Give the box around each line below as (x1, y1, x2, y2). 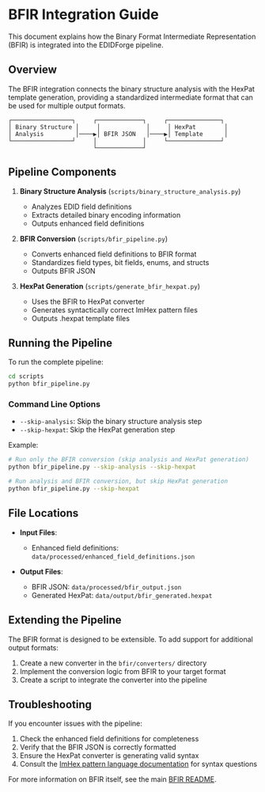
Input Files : (19, 528, 58, 537)
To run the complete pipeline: (8, 358, 104, 367)
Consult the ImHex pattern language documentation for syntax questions (19, 760, 258, 769)
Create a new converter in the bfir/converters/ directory (19, 658, 207, 668)
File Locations (8, 506, 79, 520)
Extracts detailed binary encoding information (31, 210, 181, 219)
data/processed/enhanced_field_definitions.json (31, 552, 195, 561)
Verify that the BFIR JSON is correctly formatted (19, 742, 176, 752)
